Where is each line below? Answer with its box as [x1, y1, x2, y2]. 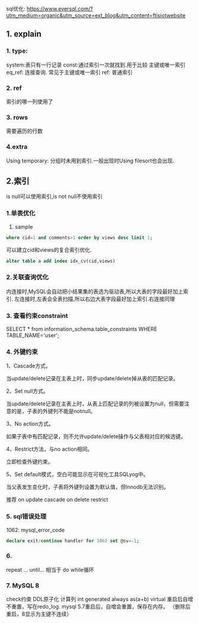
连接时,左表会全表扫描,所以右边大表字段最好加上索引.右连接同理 [19, 295, 175, 302]
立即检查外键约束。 [6, 458, 53, 465]
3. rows [6, 113, 29, 121]
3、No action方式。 [6, 420, 55, 427]
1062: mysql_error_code [6, 526, 65, 533]
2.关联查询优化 [6, 273, 49, 281]
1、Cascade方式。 [6, 362, 51, 370]
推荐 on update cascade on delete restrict [6, 496, 109, 504]
